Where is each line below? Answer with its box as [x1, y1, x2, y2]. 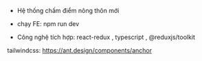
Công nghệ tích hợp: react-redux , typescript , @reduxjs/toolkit [16, 33, 196, 41]
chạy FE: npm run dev [16, 20, 80, 27]
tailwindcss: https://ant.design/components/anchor [7, 47, 153, 54]
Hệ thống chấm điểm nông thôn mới [16, 7, 120, 14]
